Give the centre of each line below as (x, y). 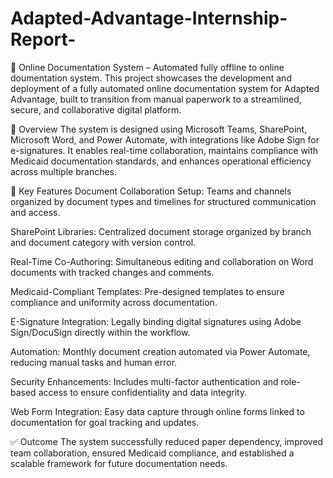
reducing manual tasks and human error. (94, 362)
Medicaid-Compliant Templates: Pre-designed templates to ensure (147, 291)
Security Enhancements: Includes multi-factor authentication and (144, 381)
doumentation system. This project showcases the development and (151, 78)
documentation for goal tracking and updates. (105, 422)
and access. (35, 212)
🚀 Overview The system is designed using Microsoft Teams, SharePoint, (159, 129)
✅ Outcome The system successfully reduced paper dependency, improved (167, 441)
